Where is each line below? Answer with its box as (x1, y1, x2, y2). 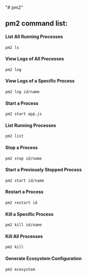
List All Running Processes (5, 33, 63, 39)
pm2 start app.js (5, 111, 42, 117)
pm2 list (5, 133, 24, 139)
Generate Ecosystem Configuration (5, 255, 82, 262)
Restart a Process (5, 189, 44, 195)
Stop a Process (5, 145, 38, 150)
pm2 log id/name (5, 89, 40, 94)
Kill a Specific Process (5, 211, 53, 217)
